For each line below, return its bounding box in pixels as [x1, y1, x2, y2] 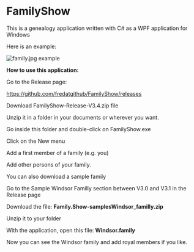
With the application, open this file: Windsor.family [6, 226, 136, 234]
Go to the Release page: [6, 78, 67, 85]
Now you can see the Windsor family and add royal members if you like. [6, 238, 188, 245]
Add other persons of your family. [6, 160, 91, 168]
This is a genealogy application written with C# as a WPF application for [6, 24, 188, 32]
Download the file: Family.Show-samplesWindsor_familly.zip [6, 203, 163, 210]
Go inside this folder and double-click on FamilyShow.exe [6, 125, 151, 132]
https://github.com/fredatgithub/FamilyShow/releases [6, 90, 142, 97]
